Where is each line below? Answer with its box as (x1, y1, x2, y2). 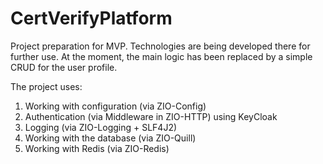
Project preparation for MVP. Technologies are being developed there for (10, 40, 311, 52)
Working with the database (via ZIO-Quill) (24, 132, 197, 144)
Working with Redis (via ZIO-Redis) (24, 142, 170, 154)
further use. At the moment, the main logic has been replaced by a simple (10, 50, 313, 62)
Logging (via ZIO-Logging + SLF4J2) (24, 121, 178, 133)
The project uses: (10, 80, 83, 92)
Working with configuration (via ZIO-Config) (24, 100, 207, 112)
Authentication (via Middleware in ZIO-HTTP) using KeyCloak (24, 110, 278, 122)
